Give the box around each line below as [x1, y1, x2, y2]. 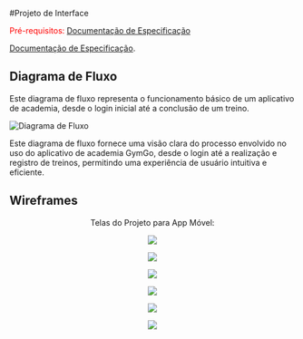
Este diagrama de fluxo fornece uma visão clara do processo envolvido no [9, 138, 288, 149]
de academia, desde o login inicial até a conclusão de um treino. [9, 102, 249, 113]
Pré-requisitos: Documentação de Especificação [9, 25, 191, 35]
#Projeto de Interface [9, 8, 89, 18]
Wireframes [9, 193, 79, 208]
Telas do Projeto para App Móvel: [90, 217, 215, 228]
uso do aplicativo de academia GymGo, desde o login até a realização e [9, 147, 278, 158]
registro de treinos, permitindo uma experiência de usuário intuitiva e [9, 157, 268, 168]
